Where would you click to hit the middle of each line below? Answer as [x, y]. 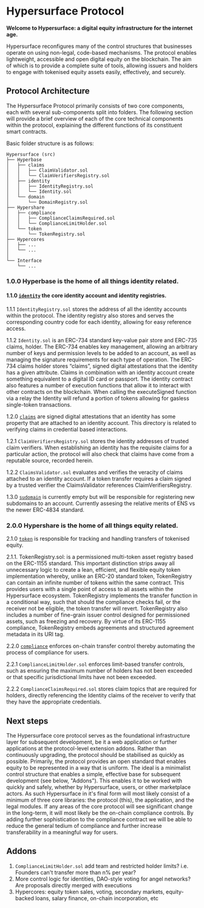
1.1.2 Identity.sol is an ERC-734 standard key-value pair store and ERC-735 [102, 340]
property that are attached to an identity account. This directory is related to [101, 422]
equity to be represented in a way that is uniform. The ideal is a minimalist [99, 767]
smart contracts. [27, 131]
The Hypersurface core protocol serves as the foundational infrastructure [98, 735]
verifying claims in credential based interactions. [67, 429]
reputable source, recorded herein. [50, 460]
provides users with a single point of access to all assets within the [90, 589]
